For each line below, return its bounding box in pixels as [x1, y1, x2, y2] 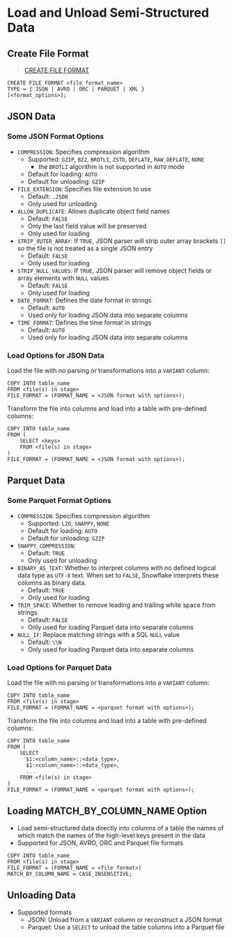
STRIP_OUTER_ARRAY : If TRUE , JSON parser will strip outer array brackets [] [17, 236, 226, 245]
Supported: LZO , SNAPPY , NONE [27, 519, 110, 527]
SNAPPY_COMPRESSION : [17, 541, 76, 550]
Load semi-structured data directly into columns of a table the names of [17, 823, 224, 832]
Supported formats [17, 908, 72, 916]
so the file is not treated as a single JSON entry [17, 244, 153, 252]
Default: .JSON [27, 192, 68, 200]
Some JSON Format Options [7, 131, 105, 141]
